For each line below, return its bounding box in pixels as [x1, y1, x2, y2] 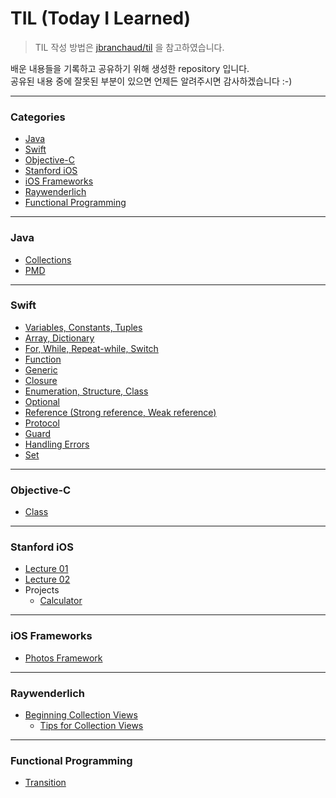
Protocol [24, 417, 60, 429]
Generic [24, 363, 58, 376]
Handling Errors [24, 438, 90, 450]
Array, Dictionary [24, 332, 95, 344]
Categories [10, 110, 66, 124]
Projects [24, 584, 60, 596]
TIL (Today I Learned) [10, 7, 192, 30]
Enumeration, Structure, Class [24, 385, 149, 397]
